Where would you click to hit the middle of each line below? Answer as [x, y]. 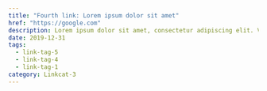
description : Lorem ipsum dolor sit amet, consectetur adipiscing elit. [131, 30]
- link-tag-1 [37, 67]
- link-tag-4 [37, 60]
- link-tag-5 [37, 52]
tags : [17, 45]
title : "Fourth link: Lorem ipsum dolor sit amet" [94, 15]
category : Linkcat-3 [43, 74]
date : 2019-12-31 [37, 38]
